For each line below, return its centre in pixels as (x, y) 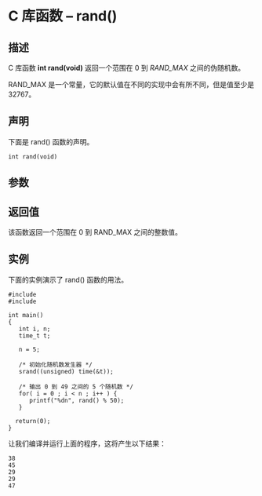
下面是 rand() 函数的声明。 (51, 141)
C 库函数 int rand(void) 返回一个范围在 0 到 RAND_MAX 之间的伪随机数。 (127, 68)
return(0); (33, 421)
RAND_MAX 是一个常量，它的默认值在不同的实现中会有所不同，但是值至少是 (131, 84)
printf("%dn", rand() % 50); (76, 400)
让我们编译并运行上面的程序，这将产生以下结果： (87, 443)
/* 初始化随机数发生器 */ (55, 365)
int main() (26, 315)
